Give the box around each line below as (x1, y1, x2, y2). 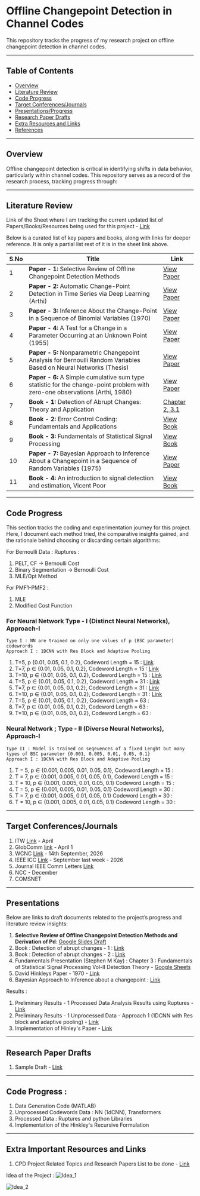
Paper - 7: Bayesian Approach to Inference (29, 449, 150, 458)
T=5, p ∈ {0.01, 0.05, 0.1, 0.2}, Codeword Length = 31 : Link (14, 678, 160, 685)
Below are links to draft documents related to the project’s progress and (6, 914, 182, 921)
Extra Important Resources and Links (6, 1144, 146, 1154)
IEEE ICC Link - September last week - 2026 (14, 856, 124, 863)
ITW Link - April (14, 837, 54, 844)
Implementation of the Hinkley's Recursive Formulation (14, 1121, 149, 1128)
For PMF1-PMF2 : (6, 584, 49, 591)
